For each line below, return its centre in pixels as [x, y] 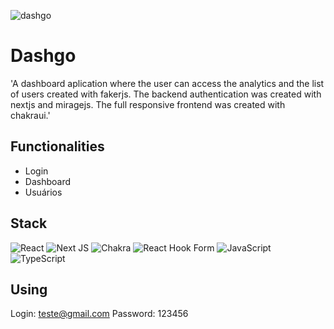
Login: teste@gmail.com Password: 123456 [99, 314]
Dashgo [43, 56]
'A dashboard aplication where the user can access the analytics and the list [167, 83]
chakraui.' [30, 115]
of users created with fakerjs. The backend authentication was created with [166, 94]
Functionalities [57, 146]
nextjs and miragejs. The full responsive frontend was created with [148, 104]
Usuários [43, 192]
